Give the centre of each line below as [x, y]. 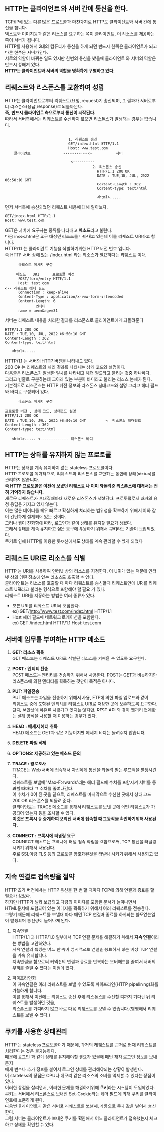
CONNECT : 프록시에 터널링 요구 [43, 836]
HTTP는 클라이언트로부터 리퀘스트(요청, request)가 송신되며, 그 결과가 [72, 100]
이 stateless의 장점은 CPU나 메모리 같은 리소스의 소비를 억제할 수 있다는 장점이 [80, 1075]
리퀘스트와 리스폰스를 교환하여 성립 [55, 88]
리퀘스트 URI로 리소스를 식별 [45, 558]
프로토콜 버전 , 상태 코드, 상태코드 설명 [41, 411]
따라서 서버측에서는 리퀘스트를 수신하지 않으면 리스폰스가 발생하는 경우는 [74, 119]
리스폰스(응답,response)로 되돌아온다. [46, 106]
